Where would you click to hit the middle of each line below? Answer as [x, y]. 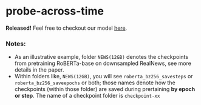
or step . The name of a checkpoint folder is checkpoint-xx [87, 96]
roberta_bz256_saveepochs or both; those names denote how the [95, 83]
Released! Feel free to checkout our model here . [66, 28]
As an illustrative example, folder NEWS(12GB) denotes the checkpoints [101, 57]
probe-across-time [55, 11]
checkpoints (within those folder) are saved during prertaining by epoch [105, 89]
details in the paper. [39, 70]
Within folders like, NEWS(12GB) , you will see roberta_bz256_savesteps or [104, 76]
